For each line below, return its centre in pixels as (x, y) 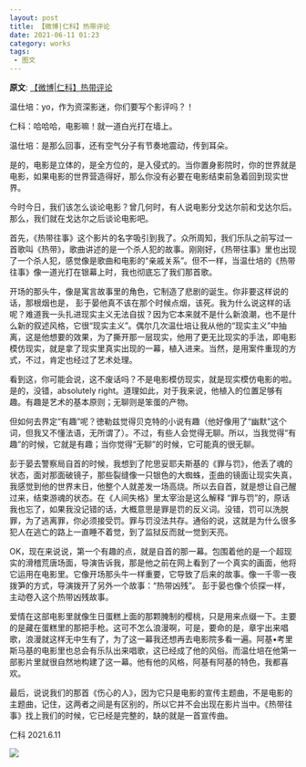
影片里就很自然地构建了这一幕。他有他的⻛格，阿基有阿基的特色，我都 (148, 662)
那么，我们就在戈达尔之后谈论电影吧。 (81, 218)
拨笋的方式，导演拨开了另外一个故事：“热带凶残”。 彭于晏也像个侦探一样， (150, 586)
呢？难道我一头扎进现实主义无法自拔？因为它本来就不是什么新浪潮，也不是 (149, 314)
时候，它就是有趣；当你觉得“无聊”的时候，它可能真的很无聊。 (144, 444)
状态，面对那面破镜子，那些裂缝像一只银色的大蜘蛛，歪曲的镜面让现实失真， (153, 475)
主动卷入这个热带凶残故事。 (61, 597)
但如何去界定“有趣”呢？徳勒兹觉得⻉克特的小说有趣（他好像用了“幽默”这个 (148, 421)
